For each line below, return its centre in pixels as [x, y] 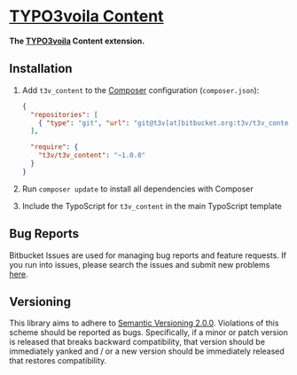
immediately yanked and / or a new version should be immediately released [147, 351]
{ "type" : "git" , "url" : [84, 123]
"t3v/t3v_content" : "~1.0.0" [92, 156]
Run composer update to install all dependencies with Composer [138, 189]
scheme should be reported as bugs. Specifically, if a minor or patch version [148, 332]
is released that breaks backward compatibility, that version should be [137, 342]
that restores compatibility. [58, 361]
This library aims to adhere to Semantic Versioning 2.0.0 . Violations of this [144, 323]
